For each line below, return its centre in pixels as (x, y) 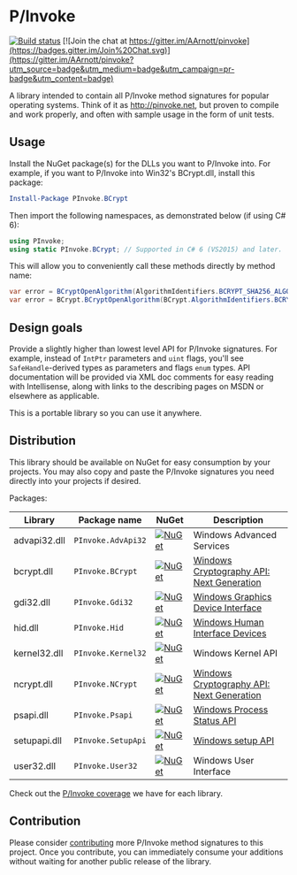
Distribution (43, 441)
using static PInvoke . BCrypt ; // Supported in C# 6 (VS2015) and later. (146, 249)
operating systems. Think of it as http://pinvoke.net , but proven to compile (144, 104)
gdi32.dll (32, 602)
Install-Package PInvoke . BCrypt (69, 198)
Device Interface (228, 608)
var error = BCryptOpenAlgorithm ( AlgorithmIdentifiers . (114, 292)
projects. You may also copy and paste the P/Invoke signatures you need (142, 472)
